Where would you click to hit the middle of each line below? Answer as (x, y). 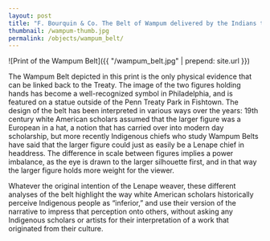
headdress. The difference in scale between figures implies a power (121, 153)
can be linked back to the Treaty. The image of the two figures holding (125, 85)
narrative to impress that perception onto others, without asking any (121, 212)
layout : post (30, 16)
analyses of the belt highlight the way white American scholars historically (131, 194)
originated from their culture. (56, 229)
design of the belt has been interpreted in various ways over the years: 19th (133, 111)
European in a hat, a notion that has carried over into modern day (116, 128)
